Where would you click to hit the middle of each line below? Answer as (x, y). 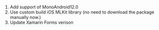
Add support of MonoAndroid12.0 (44, 7)
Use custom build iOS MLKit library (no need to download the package (82, 12)
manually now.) (25, 17)
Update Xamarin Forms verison (41, 22)
